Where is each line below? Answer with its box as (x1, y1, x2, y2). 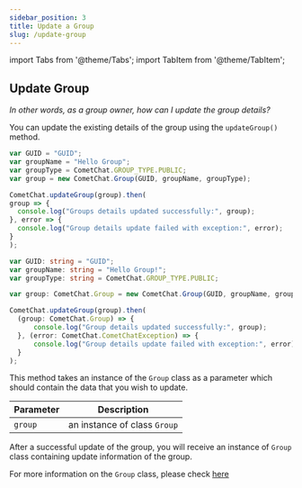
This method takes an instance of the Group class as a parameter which (9, 373, 273, 384)
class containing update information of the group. (9, 451, 193, 462)
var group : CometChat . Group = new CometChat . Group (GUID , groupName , (9, 290, 271, 299)
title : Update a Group (9, 22, 94, 31)
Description (97, 403, 149, 416)
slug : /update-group (9, 30, 87, 39)
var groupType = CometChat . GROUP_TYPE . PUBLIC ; (9, 166, 187, 175)
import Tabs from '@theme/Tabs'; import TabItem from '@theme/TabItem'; (9, 55, 286, 66)
